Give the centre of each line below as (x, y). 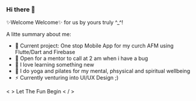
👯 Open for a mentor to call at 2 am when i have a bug (82, 58)
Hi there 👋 (21, 10)
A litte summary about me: (39, 34)
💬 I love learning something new (55, 65)
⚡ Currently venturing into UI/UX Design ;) (67, 78)
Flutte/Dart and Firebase (45, 52)
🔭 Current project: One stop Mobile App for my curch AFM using (94, 46)
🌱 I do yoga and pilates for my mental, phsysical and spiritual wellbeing (102, 71)
